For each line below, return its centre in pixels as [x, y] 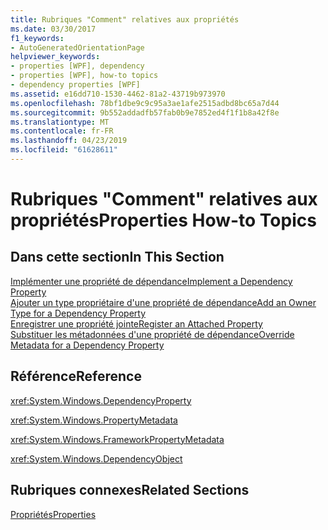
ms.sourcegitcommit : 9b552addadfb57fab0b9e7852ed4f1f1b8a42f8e [145, 112]
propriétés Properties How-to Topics [163, 220]
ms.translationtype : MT [60, 122]
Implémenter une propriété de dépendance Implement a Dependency [151, 281]
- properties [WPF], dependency [77, 66]
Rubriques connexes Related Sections [130, 490]
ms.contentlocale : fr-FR [62, 131]
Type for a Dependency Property [78, 313]
